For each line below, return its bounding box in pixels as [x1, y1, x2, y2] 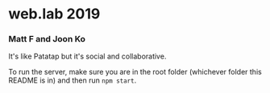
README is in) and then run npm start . [8, 75, 137, 85]
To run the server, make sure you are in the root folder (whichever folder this [8, 67, 262, 77]
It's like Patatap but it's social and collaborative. [8, 51, 167, 61]
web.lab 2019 [8, 5, 101, 23]
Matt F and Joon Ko [8, 34, 86, 45]
